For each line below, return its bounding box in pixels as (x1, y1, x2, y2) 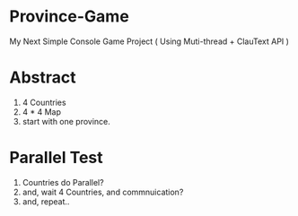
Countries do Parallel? (22, 177, 105, 187)
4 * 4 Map (22, 106, 61, 117)
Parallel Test (9, 148, 103, 168)
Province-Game (9, 6, 130, 27)
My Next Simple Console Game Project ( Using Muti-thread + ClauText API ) (9, 36, 290, 47)
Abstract (9, 67, 76, 88)
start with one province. (22, 116, 110, 126)
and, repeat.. (22, 195, 70, 207)
